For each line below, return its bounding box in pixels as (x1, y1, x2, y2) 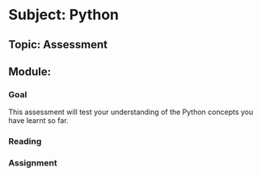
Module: (8, 64, 51, 78)
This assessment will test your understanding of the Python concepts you (8, 107, 254, 117)
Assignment (8, 158, 58, 169)
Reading (8, 136, 42, 147)
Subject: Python (8, 6, 120, 24)
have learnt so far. (8, 116, 69, 125)
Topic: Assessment (8, 38, 107, 51)
